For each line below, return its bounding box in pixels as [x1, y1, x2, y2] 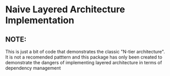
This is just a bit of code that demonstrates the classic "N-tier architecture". [5, 49, 165, 54]
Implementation [5, 14, 74, 26]
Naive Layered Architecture [5, 4, 125, 15]
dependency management [5, 65, 61, 71]
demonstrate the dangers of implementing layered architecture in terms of [5, 60, 162, 65]
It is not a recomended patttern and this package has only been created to [5, 54, 163, 60]
